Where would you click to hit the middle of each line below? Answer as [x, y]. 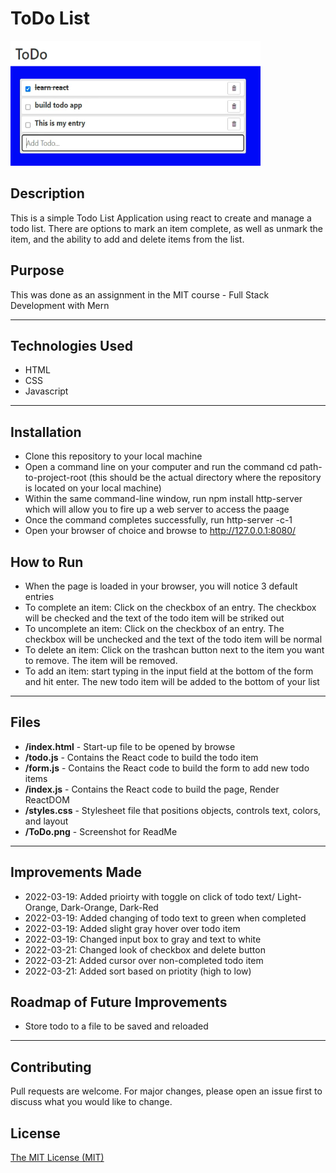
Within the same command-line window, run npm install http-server [163, 499]
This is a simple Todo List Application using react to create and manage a [161, 218]
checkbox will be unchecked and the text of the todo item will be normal [173, 639]
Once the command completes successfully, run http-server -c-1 [158, 520]
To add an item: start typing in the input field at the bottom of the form [169, 671]
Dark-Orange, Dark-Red [109, 907]
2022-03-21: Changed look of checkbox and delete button [145, 949]
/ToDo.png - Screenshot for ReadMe [101, 831]
